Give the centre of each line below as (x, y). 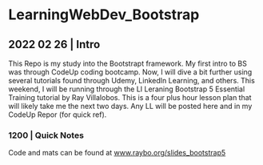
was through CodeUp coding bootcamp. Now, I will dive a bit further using (130, 72)
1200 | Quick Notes (46, 135)
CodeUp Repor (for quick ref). (58, 115)
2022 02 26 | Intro (54, 44)
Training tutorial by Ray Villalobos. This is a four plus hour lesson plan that (130, 97)
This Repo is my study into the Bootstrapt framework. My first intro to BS (128, 63)
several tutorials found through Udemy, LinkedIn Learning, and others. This (132, 80)
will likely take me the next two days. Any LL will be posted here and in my (130, 106)
